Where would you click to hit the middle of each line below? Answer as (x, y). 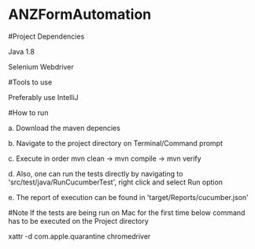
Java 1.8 (22, 51)
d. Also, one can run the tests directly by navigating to (96, 173)
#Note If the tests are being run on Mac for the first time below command (127, 212)
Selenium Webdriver (41, 67)
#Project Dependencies (46, 36)
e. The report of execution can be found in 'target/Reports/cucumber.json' (129, 197)
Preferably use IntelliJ (43, 97)
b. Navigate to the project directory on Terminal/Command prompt (115, 143)
